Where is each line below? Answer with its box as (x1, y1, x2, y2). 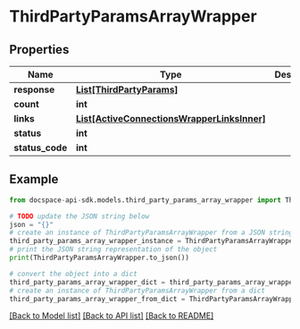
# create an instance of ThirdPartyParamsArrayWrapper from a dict (9, 286, 266, 295)
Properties (9, 42, 70, 57)
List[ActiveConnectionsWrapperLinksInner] (75, 113, 266, 124)
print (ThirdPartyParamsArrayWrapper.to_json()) (9, 253, 190, 263)
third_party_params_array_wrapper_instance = (9, 237, 181, 246)
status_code (13, 141, 68, 154)
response (13, 83, 55, 96)
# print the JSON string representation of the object (9, 245, 218, 254)
